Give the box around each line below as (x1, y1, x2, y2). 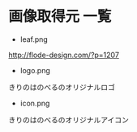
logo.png (19, 65, 51, 75)
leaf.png (19, 34, 49, 44)
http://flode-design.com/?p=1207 (8, 50, 120, 60)
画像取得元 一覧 (8, 7, 112, 26)
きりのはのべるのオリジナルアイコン (8, 114, 130, 125)
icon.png (19, 98, 50, 108)
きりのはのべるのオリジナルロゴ (8, 82, 115, 92)
